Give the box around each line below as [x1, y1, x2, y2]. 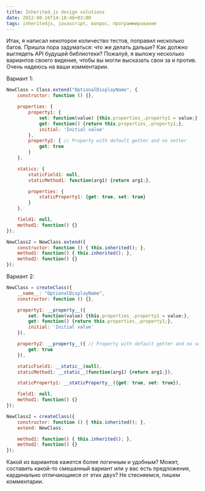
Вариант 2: [6, 273, 35, 280]
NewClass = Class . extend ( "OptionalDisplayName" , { [6, 87, 138, 93]
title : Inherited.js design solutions [6, 9, 105, 15]
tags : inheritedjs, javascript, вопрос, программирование [6, 20, 157, 26]
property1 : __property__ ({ [17, 307, 86, 313]
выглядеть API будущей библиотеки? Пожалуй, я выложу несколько [6, 50, 185, 58]
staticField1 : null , [28, 171, 81, 178]
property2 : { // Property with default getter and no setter [28, 138, 187, 144]
